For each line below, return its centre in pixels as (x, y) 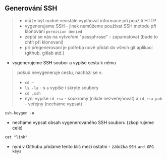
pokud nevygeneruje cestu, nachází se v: (60, 72)
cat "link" (16, 137)
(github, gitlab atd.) (44, 53)
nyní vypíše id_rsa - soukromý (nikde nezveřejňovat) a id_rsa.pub (93, 98)
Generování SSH (31, 8)
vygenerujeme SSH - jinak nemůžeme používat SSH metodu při (91, 26)
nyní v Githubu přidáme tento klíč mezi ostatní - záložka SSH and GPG (83, 146)
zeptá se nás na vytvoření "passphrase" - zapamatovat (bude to (91, 36)
